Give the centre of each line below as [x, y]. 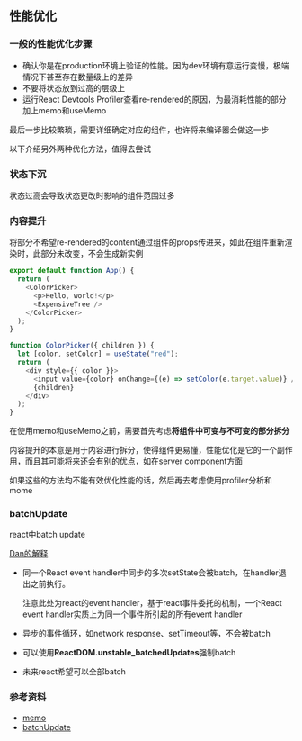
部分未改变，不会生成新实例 [92, 254]
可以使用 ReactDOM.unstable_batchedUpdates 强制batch [129, 653]
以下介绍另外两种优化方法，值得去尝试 [80, 149]
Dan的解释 [29, 554]
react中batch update [47, 535]
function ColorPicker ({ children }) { [82, 346]
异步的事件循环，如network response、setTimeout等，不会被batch [147, 634]
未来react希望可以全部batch [74, 672]
